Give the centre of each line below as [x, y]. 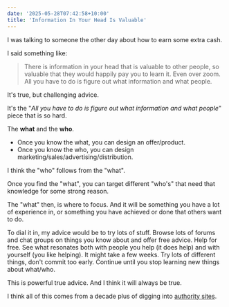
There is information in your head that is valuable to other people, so [121, 66]
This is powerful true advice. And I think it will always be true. [94, 282]
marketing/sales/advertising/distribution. [75, 157]
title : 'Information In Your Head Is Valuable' [77, 20]
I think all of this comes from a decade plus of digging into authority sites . [112, 296]
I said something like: [37, 53]
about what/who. [31, 269]
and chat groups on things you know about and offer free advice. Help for [112, 240]
